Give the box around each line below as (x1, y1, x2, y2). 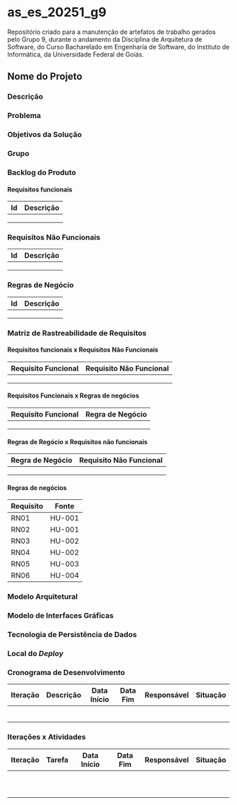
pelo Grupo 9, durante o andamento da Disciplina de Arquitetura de (7, 35, 202, 43)
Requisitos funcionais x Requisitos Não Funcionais (7, 345, 159, 354)
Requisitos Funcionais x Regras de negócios (7, 391, 140, 400)
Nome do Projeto (7, 71, 83, 83)
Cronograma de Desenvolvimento (7, 668, 126, 678)
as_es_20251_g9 (7, 4, 107, 20)
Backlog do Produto (7, 167, 76, 177)
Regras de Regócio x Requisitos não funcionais (7, 437, 148, 446)
